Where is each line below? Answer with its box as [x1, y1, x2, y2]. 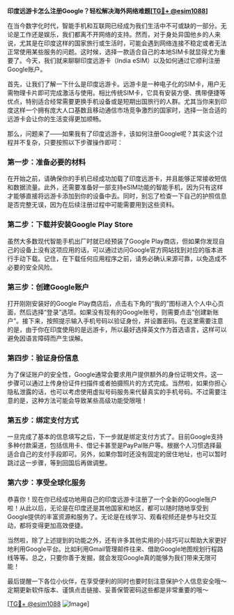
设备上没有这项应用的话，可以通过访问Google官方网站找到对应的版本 [19, 245, 217, 254]
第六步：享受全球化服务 [7, 478, 86, 488]
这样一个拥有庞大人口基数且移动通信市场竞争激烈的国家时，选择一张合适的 [13, 106, 227, 114]
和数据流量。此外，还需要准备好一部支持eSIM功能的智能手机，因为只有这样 [7, 183, 224, 192]
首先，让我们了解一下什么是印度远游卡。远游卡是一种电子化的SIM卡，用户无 [7, 80, 226, 88]
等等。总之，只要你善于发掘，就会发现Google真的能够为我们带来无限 [13, 553, 211, 561]
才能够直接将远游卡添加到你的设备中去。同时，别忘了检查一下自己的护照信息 [7, 192, 227, 201]
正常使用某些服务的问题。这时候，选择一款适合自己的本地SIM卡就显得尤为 [7, 48, 220, 56]
